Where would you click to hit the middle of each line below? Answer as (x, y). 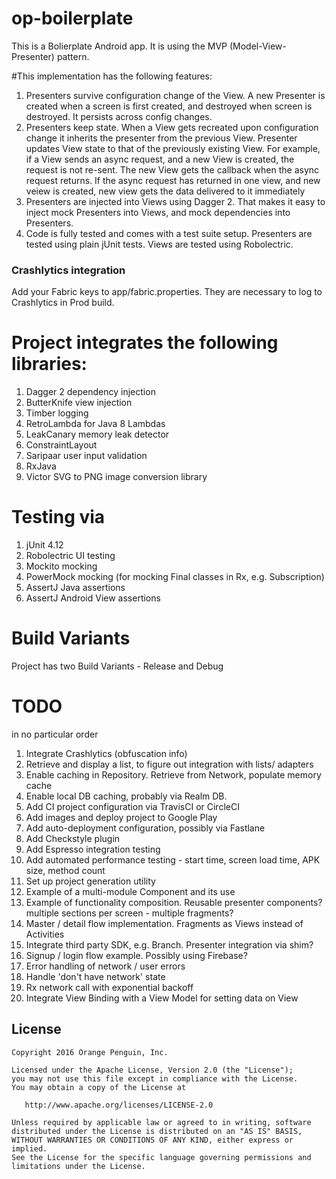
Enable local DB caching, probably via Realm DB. (126, 796)
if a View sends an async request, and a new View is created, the (160, 159)
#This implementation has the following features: (112, 76)
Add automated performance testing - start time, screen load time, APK (173, 859)
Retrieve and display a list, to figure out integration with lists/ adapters (169, 764)
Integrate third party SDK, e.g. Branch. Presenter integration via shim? (169, 944)
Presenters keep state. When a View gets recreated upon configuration (172, 127)
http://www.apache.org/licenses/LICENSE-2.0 (119, 1105)
